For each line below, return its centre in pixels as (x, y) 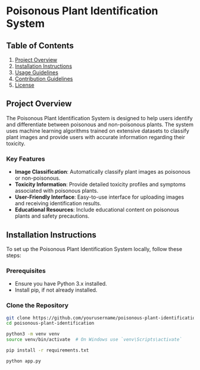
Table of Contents (40, 46)
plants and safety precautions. (52, 216)
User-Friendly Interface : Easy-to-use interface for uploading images (99, 197)
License (24, 85)
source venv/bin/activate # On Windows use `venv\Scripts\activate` (94, 340)
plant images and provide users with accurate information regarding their (96, 137)
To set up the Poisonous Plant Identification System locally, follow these (94, 249)
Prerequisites (26, 271)
